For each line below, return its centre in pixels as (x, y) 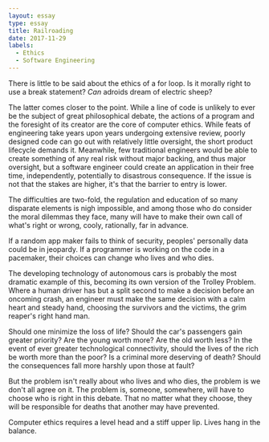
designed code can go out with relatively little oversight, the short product (130, 141)
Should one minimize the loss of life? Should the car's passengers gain (125, 331)
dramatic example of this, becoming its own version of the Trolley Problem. (132, 282)
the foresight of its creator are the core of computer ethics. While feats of (130, 124)
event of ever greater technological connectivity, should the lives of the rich (134, 348)
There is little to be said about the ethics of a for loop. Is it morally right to (130, 83)
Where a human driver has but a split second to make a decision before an (131, 290)
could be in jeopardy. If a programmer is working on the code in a (116, 249)
